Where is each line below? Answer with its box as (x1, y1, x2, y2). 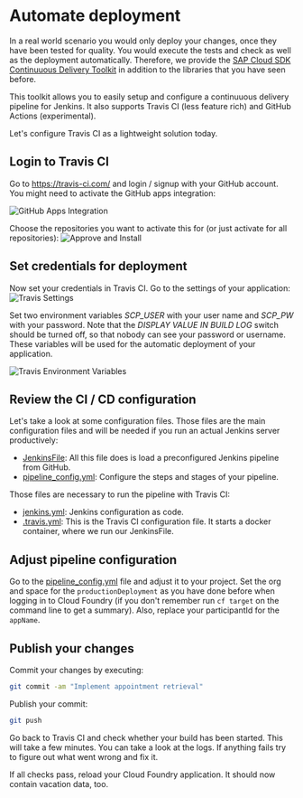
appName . (9, 615, 41, 625)
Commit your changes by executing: (9, 665, 144, 675)
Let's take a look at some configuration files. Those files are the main (9, 416, 266, 427)
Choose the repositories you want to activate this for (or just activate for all (9, 222, 288, 233)
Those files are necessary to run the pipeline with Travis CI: (9, 489, 230, 500)
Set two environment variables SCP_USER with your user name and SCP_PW (9, 309, 294, 321)
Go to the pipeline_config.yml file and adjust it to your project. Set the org (9, 576, 281, 587)
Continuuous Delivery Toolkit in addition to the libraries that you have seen (9, 64, 286, 75)
